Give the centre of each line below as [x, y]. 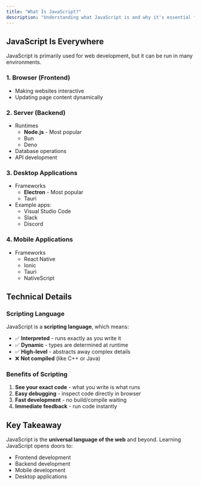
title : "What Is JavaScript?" [44, 12]
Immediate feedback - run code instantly [66, 406]
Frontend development [43, 457]
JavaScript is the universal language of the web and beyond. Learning [94, 439]
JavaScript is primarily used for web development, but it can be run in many [100, 56]
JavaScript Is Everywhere [55, 42]
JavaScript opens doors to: [39, 446]
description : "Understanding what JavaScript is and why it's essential [99, 17]
